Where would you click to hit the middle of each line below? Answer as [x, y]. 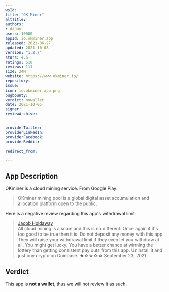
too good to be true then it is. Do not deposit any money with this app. [91, 234]
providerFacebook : [25, 137]
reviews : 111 [19, 67]
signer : [13, 109]
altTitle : [16, 19]
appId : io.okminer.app [29, 39]
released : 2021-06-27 [28, 43]
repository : [18, 81]
